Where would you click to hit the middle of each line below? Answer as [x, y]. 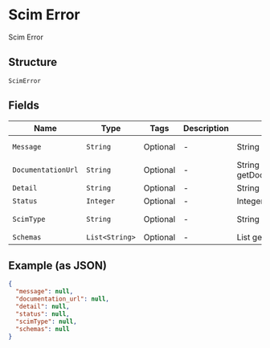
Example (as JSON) [57, 266]
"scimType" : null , [47, 321]
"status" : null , [43, 314]
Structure [33, 62]
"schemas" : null [43, 329]
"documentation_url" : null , [63, 299]
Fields [24, 106]
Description [206, 128]
